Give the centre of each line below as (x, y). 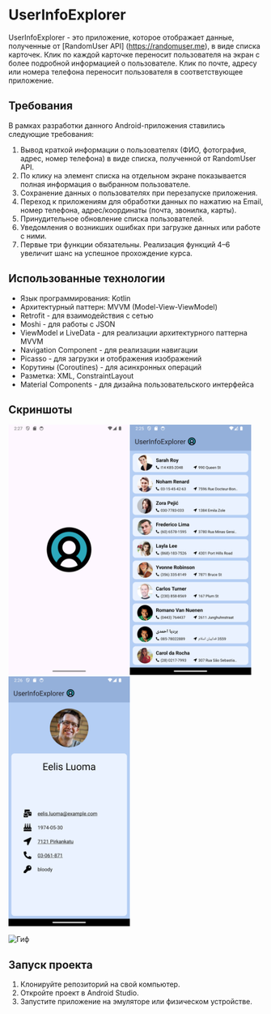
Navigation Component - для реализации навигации (109, 349)
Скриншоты (40, 410)
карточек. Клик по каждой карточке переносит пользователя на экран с (134, 54)
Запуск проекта (51, 965)
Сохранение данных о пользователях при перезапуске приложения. (139, 193)
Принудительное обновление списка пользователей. (112, 218)
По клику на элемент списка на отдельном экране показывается (133, 175)
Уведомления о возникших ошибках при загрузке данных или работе (140, 227)
